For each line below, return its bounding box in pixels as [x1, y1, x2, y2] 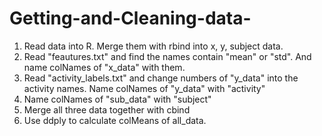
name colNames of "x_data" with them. [23, 61, 186, 73]
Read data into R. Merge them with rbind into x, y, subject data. [23, 40, 284, 52]
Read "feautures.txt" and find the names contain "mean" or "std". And [23, 50, 312, 62]
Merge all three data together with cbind [23, 103, 191, 116]
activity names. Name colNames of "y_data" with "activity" [23, 82, 266, 94]
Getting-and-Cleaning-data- [9, 7, 252, 30]
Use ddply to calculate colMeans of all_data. [23, 114, 207, 126]
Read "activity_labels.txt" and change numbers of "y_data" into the [23, 72, 299, 84]
